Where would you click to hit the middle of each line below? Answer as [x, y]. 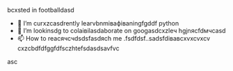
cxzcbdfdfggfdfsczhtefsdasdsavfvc [68, 48]
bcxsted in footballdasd [41, 10]
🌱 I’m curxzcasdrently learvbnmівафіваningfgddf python [98, 23]
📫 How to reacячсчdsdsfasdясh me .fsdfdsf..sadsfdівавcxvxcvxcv [114, 38]
